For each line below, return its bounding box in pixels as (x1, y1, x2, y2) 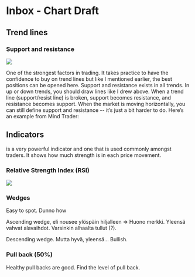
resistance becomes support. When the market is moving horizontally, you (6, 100, 186, 107)
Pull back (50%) (6, 251, 53, 259)
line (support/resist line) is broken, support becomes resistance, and (6, 94, 172, 101)
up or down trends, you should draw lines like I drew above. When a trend (6, 88, 184, 95)
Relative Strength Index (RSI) (6, 166, 90, 174)
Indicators (6, 130, 45, 140)
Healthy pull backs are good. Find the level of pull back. (6, 264, 141, 271)
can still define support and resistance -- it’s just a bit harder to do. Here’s (6, 107, 184, 114)
